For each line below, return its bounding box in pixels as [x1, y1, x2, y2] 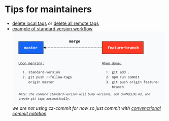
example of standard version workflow [12, 25, 93, 31]
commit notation [12, 110, 47, 116]
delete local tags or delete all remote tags [12, 20, 99, 26]
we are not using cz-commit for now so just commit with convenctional [12, 105, 161, 111]
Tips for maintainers [5, 4, 92, 15]
